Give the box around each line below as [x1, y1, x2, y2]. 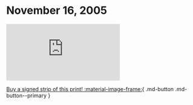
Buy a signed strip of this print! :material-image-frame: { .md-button [6, 85, 174, 92]
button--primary [6, 92, 47, 99]
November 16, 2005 [6, 4, 108, 17]
